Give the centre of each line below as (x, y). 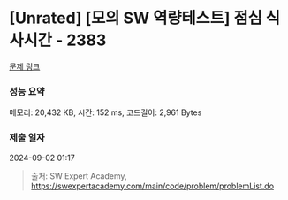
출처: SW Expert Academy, (79, 176)
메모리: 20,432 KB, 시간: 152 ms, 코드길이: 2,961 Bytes (106, 112)
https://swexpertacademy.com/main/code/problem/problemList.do (152, 186)
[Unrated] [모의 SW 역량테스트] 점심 (136, 18)
